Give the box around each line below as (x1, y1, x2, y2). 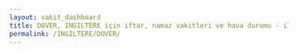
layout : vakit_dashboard (9, 12, 101, 22)
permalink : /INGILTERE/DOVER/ (9, 29, 122, 38)
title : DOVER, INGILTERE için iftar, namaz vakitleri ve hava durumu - (9, 21, 279, 30)
